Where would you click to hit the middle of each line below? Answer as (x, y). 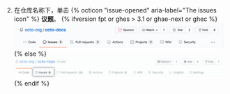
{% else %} (30, 54)
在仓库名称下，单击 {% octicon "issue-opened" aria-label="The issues (115, 10)
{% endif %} (32, 84)
